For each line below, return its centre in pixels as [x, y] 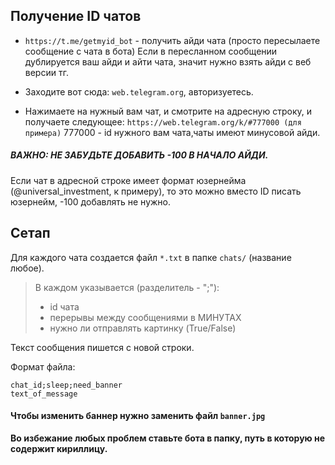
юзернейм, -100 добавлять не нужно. [91, 201]
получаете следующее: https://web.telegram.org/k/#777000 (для [163, 121]
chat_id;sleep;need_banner [66, 385]
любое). [27, 268]
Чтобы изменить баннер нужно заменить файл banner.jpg [138, 416]
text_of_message [44, 394]
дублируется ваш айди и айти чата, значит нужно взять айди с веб [168, 61]
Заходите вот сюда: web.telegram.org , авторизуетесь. [139, 91]
